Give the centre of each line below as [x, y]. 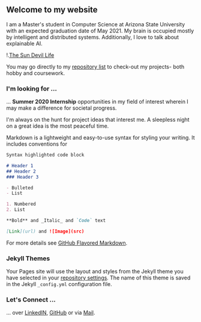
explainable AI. [25, 43]
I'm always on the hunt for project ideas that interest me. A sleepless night [98, 120]
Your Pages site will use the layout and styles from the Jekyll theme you [95, 272]
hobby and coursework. [36, 73]
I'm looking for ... [31, 88]
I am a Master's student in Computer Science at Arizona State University [96, 24]
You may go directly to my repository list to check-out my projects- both [95, 67]
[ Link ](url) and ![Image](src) [45, 231]
